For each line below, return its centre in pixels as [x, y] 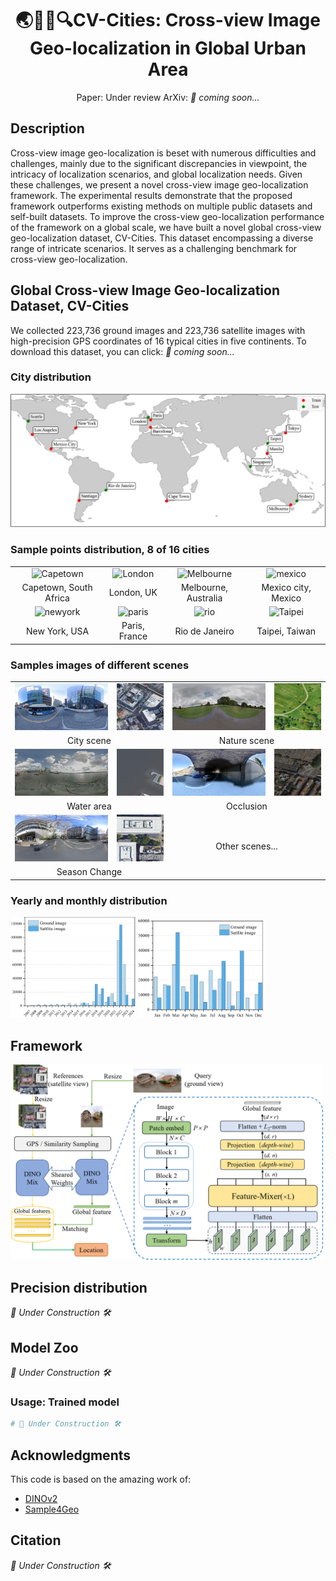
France [133, 636]
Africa [57, 598]
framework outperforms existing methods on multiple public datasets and [161, 206]
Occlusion [247, 806]
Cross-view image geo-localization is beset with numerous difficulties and [163, 153]
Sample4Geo [52, 1509]
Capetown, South [57, 587]
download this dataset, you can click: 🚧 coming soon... [122, 351]
